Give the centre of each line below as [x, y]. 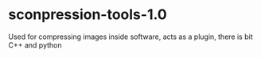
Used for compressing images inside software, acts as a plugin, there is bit [130, 37]
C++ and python [35, 44]
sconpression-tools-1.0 [88, 15]
